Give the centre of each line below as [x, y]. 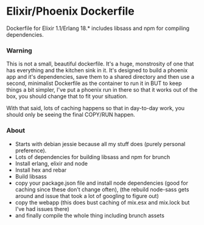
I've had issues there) [42, 208]
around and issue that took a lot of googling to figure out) [87, 196]
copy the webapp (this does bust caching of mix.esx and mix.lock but [102, 202]
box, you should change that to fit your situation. [67, 97]
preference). [31, 150]
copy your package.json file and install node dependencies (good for [102, 183]
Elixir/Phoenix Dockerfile [71, 11]
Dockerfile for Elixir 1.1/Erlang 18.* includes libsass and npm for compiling [98, 28]
